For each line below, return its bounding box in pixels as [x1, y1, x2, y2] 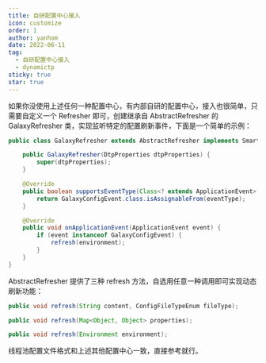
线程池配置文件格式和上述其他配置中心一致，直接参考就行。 [8, 346, 203, 356]
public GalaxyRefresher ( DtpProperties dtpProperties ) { [22, 151, 211, 159]
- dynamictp [15, 64, 55, 71]
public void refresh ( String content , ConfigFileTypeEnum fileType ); [8, 302, 239, 310]
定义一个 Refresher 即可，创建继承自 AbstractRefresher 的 [28, 110, 219, 120]
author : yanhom [8, 33, 59, 42]
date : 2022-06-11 [8, 41, 66, 49]
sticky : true [8, 71, 51, 79]
